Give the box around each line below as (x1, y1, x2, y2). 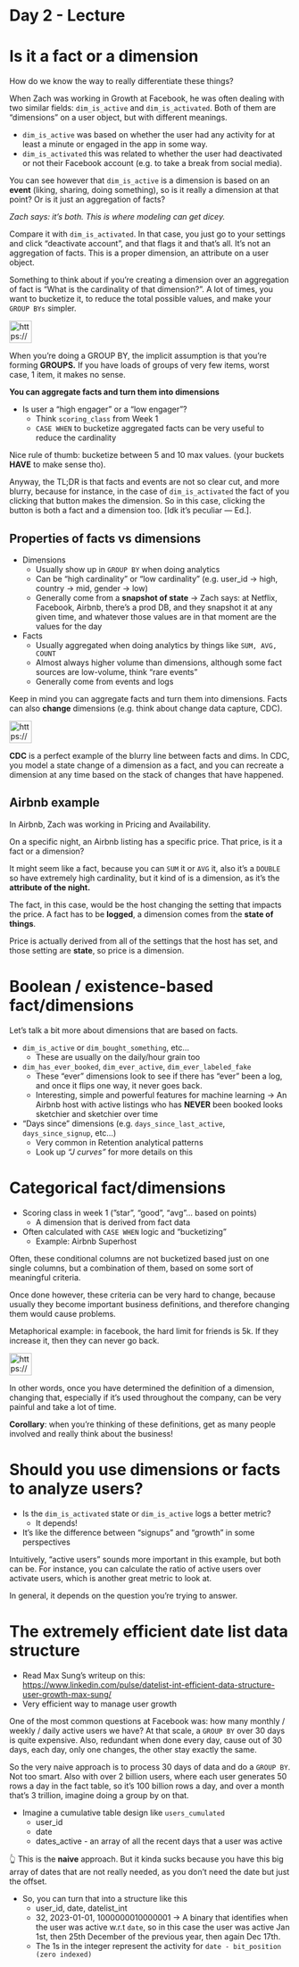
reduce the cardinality (35, 432, 117, 443)
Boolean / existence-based (9, 976, 214, 996)
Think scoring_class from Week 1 (35, 413, 159, 424)
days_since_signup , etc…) (21, 1127, 117, 1138)
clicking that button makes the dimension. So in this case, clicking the (9, 496, 266, 506)
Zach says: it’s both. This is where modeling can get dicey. (9, 212, 226, 222)
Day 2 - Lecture (9, 5, 126, 26)
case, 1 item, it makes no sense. (9, 370, 127, 380)
